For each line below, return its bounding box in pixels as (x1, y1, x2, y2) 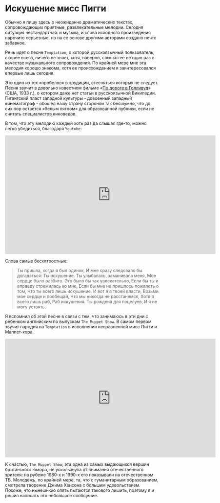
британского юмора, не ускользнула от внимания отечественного (5, 466, 144, 472)
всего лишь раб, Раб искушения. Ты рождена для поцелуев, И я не (17, 298, 158, 304)
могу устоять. (17, 304, 46, 310)
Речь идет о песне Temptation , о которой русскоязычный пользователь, (5, 49, 155, 55)
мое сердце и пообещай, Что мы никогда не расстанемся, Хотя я (17, 293, 155, 299)
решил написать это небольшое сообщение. (5, 492, 99, 498)
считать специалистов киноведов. (5, 111, 77, 116)
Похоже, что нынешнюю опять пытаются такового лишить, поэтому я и (5, 487, 155, 493)
